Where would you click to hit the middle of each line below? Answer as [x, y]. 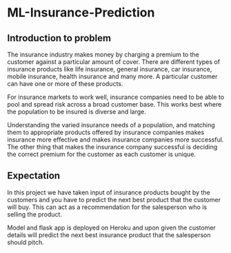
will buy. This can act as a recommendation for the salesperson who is [107, 207]
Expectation [34, 176]
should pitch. [26, 242]
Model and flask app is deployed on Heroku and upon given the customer [111, 228]
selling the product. [34, 214]
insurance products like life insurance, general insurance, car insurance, [110, 69]
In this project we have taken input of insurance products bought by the [109, 192]
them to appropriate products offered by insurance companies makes [106, 132]
